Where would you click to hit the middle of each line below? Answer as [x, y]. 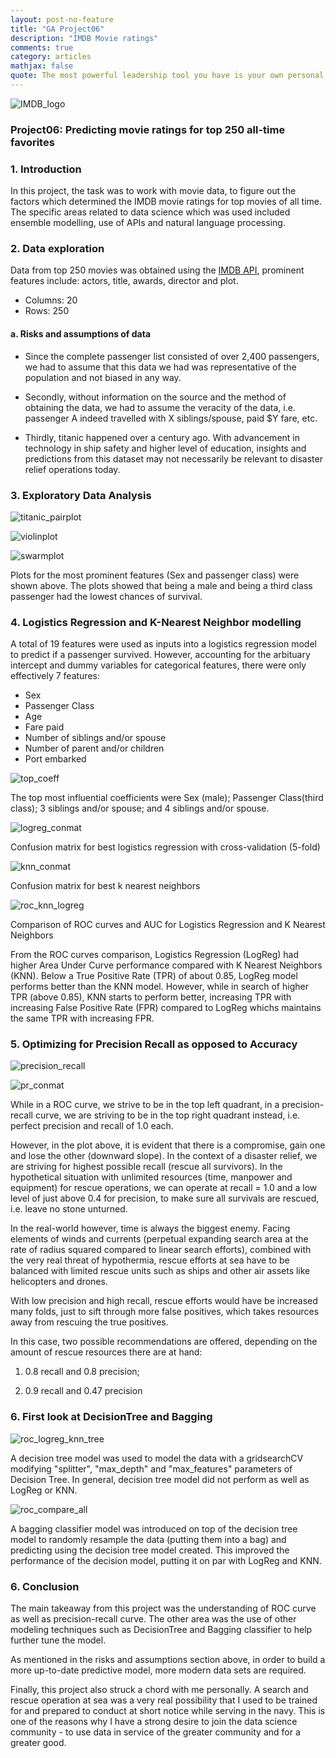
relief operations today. [72, 469]
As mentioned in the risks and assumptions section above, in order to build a [168, 1660]
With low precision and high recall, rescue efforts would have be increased [164, 1301]
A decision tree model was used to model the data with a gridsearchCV [157, 1458]
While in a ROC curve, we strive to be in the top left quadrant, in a [145, 1105]
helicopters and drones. [59, 1282]
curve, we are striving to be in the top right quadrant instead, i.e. [167, 1115]
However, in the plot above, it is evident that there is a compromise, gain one [168, 1145]
